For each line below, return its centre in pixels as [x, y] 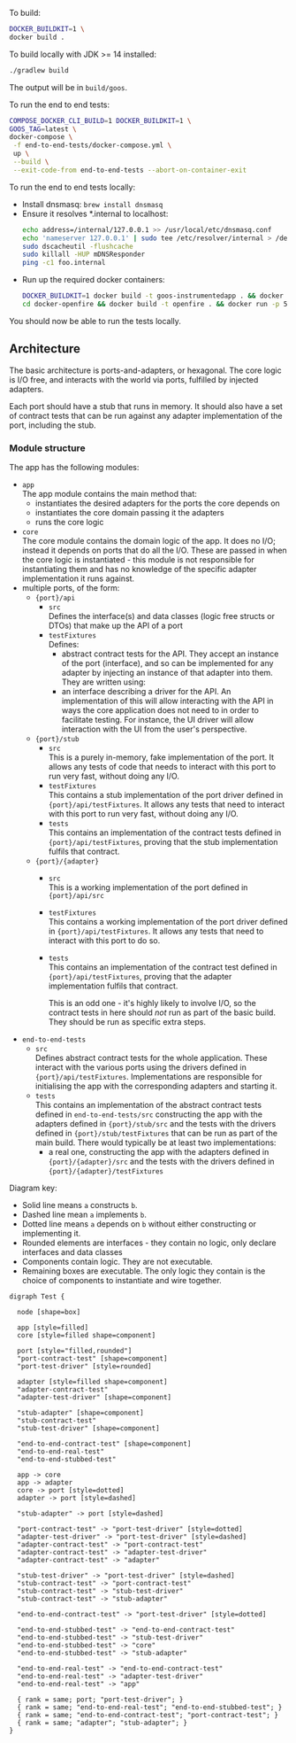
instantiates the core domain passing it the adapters [129, 512]
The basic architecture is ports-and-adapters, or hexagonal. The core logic [145, 370]
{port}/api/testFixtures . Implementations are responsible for [148, 1076]
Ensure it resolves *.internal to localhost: [95, 213]
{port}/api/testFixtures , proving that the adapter [140, 976]
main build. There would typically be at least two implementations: [156, 1143]
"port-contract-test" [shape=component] [92, 1359]
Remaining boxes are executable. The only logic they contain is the [144, 1271]
